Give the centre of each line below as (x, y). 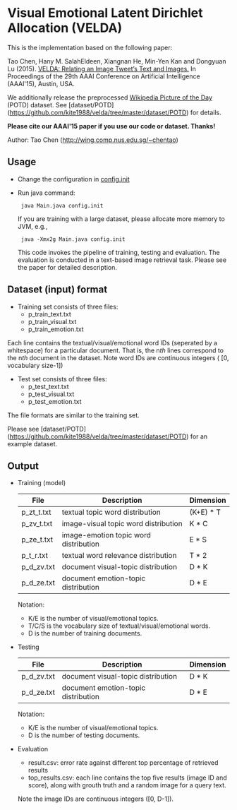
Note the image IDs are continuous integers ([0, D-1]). (96, 799)
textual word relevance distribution (119, 556)
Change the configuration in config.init (73, 179)
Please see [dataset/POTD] (47, 429)
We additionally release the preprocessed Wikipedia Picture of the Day (110, 97)
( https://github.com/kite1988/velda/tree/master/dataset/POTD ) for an (108, 436)
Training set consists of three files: (68, 306)
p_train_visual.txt (52, 321)
